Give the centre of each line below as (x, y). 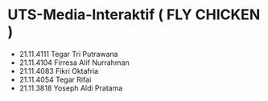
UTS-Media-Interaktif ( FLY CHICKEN (134, 15)
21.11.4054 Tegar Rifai (55, 79)
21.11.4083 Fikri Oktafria (59, 71)
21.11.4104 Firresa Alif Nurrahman (74, 63)
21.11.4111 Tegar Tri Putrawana (68, 54)
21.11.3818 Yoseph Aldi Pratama (71, 88)
